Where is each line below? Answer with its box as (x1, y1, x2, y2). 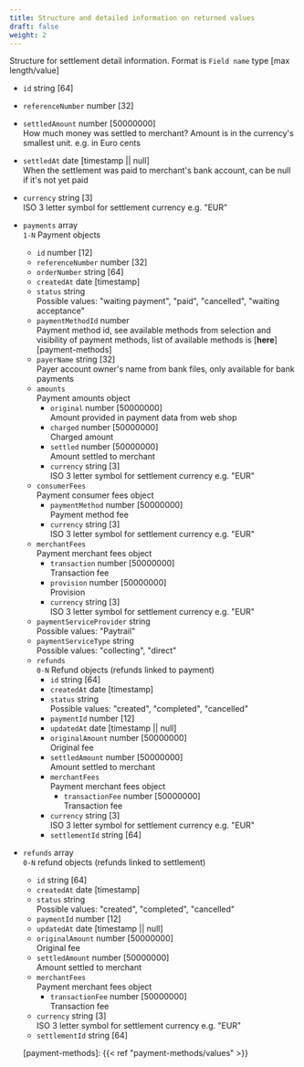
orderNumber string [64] (36, 267, 124, 278)
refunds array (22, 847, 75, 859)
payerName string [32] (36, 354, 116, 365)
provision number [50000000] (49, 577, 167, 588)
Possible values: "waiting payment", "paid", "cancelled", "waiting (36, 296, 280, 307)
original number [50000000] (49, 403, 162, 414)
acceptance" (36, 305, 85, 316)
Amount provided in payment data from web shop (49, 412, 237, 423)
